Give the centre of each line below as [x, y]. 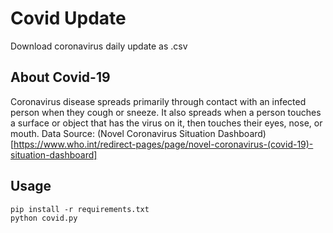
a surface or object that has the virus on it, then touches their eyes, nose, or [166, 123]
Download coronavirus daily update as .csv [99, 46]
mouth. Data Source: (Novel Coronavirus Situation [113, 133]
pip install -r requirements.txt [80, 209]
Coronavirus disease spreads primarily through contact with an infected [158, 101]
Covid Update [68, 18]
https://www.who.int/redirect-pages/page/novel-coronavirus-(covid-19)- [163, 144]
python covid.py [44, 218]
